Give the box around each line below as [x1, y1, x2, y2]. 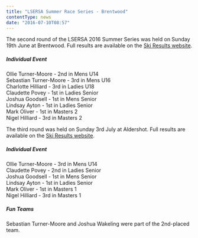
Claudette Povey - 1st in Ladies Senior [6, 89, 99, 96]
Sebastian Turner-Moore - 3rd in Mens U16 [6, 77, 111, 84]
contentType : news [6, 14, 51, 20]
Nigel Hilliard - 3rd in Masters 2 [6, 115, 83, 122]
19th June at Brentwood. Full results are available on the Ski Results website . [6, 42, 193, 49]
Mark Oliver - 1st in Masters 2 [6, 108, 78, 115]
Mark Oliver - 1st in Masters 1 [6, 185, 77, 193]
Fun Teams [6, 205, 34, 213]
